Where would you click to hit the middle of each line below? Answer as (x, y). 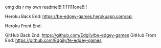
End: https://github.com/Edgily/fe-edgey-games (53, 40)
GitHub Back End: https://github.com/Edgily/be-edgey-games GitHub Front (81, 35)
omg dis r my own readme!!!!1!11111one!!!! (46, 7)
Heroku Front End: (23, 26)
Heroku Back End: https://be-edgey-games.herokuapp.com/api (69, 16)
